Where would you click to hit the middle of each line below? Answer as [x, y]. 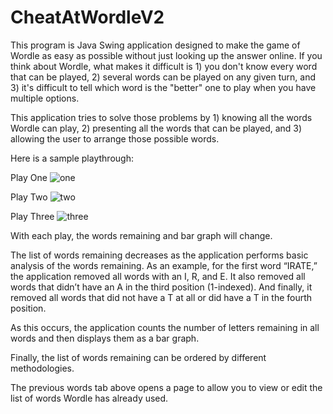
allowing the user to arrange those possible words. [115, 138]
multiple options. [45, 98]
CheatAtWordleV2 [87, 17]
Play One [29, 177]
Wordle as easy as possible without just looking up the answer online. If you [166, 55]
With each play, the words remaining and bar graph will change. [141, 235]
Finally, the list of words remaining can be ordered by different [138, 357]
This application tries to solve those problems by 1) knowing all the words [161, 117]
